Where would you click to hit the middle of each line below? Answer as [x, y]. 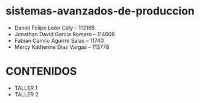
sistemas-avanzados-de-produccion [100, 11]
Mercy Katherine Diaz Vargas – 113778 [62, 47]
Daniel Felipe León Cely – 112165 [55, 28]
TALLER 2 [27, 94]
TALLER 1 [26, 88]
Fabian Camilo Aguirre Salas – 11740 [59, 40]
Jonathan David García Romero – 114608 [64, 34]
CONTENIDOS [41, 71]
